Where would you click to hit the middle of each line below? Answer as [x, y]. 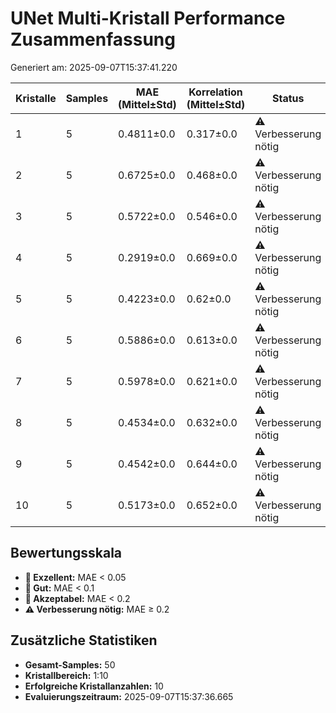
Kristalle [36, 98]
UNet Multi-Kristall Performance [148, 18]
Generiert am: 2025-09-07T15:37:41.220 [94, 67]
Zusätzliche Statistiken [84, 640]
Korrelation [215, 92]
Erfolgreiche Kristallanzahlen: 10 [94, 686]
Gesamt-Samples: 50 [70, 664]
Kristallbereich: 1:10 [66, 675]
